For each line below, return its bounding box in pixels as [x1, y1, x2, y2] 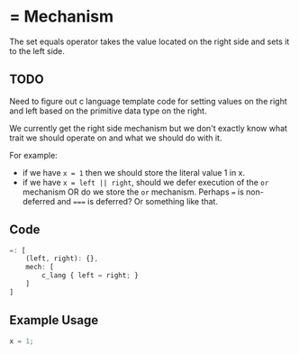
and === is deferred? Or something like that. [57, 195, 219, 206]
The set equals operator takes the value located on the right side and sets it [9, 36, 290, 47]
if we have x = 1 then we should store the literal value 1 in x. [22, 167, 246, 177]
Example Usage [9, 313, 99, 328]
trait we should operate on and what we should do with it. [9, 132, 222, 143]
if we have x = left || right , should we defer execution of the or [22, 177, 269, 187]
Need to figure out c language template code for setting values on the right [9, 95, 287, 106]
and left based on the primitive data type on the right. [9, 105, 207, 116]
